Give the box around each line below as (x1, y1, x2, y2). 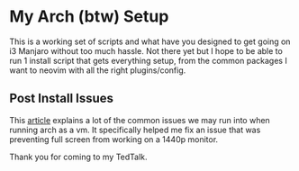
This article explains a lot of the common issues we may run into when (9, 114, 270, 125)
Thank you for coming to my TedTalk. (9, 151, 148, 162)
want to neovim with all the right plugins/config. (9, 65, 186, 76)
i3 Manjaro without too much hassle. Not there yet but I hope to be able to (9, 45, 284, 56)
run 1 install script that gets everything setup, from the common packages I (9, 55, 288, 66)
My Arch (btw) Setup (9, 6, 169, 27)
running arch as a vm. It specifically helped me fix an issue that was (9, 124, 261, 135)
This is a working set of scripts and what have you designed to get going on (9, 36, 291, 47)
